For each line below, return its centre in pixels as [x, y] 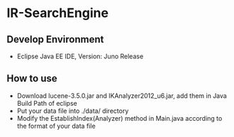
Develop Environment [55, 39]
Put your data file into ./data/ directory [73, 111]
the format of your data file [56, 126]
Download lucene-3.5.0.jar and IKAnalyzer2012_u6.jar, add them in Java [122, 95]
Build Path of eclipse [47, 103]
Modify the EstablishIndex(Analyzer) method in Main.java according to [119, 118]
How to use [32, 78]
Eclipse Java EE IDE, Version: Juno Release [80, 56]
